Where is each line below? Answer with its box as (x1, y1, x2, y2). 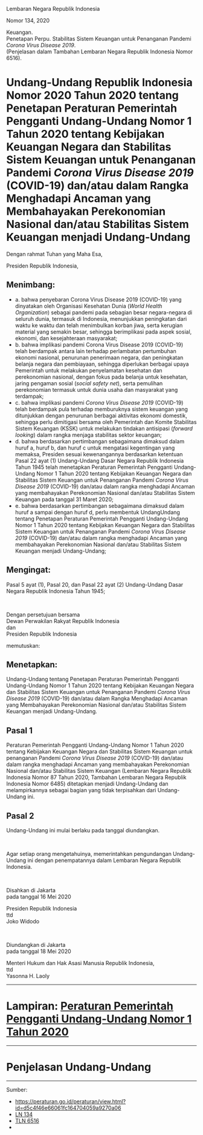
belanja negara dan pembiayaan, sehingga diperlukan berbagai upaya (14, 360, 189, 368)
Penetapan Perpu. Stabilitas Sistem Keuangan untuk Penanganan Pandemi (6, 35, 192, 42)
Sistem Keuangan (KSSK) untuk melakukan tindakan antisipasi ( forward (14, 425, 193, 432)
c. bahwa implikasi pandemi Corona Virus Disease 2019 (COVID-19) (14, 399, 184, 406)
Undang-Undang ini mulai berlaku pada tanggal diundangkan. (6, 827, 160, 834)
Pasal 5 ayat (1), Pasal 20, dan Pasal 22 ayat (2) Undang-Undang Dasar (6, 581, 184, 588)
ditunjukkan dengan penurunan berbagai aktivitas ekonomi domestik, (14, 412, 187, 419)
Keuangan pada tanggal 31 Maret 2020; (14, 496, 114, 503)
